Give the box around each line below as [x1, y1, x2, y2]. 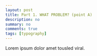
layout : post [5, 7, 33, 13]
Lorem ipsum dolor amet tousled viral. [5, 45, 85, 51]
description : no [5, 17, 40, 22]
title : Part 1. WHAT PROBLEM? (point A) [5, 12, 93, 17]
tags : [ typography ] [5, 31, 47, 36]
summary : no [5, 21, 31, 27]
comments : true [5, 26, 38, 32]
